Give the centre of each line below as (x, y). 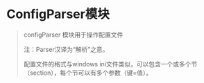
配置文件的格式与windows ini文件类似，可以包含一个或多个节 (110, 64)
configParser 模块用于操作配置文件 (73, 35)
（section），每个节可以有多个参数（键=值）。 (88, 73)
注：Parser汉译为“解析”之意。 (66, 49)
